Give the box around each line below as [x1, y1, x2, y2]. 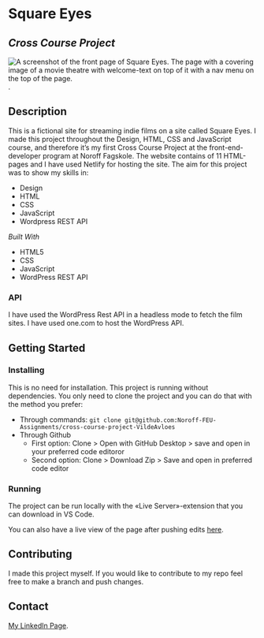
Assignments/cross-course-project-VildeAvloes [19, 423, 176, 431]
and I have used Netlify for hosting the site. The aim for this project [30, 159, 247, 169]
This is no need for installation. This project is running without [8, 382, 209, 392]
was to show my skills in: [8, 167, 89, 177]
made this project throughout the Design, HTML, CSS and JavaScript [8, 134, 232, 144]
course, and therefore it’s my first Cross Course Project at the [8, 143, 207, 152]
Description [8, 105, 67, 118]
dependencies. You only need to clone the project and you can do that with [8, 391, 252, 401]
